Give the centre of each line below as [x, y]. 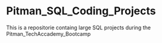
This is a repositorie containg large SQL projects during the [78, 27]
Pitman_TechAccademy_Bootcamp [49, 33]
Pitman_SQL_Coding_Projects [81, 11]
